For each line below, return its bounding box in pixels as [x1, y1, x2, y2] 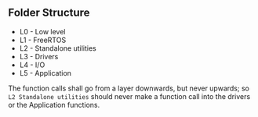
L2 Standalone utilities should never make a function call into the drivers [8, 91, 251, 101]
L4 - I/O [19, 60, 45, 69]
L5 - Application [19, 68, 72, 77]
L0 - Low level [19, 27, 66, 36]
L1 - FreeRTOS [19, 35, 67, 44]
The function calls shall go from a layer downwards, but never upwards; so [8, 83, 249, 93]
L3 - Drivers [19, 51, 59, 61]
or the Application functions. [8, 100, 100, 109]
